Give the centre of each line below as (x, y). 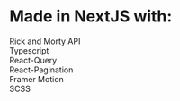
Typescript (29, 50)
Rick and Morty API (45, 41)
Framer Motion (37, 79)
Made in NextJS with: (91, 17)
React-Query (33, 60)
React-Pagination (41, 70)
